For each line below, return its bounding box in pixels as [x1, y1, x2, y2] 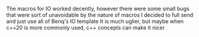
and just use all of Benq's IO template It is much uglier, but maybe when [6, 18, 184, 24]
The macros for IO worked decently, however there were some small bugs [6, 5, 189, 12]
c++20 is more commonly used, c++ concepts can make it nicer [6, 24, 165, 31]
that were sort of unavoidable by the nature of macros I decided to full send [6, 11, 194, 18]
